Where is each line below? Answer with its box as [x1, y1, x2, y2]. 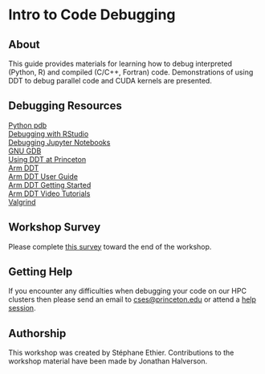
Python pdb [8, 120, 47, 130]
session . [8, 303, 36, 313]
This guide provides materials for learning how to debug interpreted [8, 59, 233, 68]
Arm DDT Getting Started [8, 180, 92, 189]
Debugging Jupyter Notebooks [8, 137, 111, 147]
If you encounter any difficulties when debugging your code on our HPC [8, 287, 247, 296]
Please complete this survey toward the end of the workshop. [8, 242, 212, 251]
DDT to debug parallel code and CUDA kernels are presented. [8, 76, 213, 85]
